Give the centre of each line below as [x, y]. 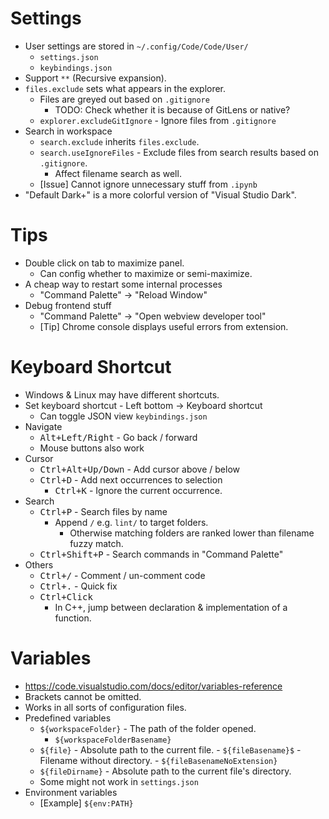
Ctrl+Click [66, 596]
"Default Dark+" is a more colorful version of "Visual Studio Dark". [160, 194]
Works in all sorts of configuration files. [105, 707]
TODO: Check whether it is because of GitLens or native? [172, 109]
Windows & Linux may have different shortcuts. [122, 394]
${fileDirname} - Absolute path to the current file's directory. [165, 771]
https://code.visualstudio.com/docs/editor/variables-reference [153, 686]
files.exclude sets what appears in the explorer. [125, 88]
